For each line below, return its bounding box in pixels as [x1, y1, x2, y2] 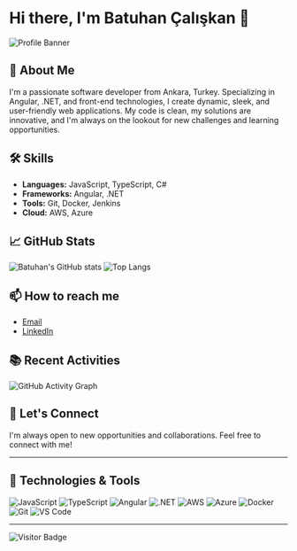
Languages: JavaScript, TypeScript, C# [21, 179, 167, 190]
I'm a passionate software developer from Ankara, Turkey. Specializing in [9, 86, 276, 97]
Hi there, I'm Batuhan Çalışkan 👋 [9, 8, 250, 28]
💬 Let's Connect [9, 407, 99, 422]
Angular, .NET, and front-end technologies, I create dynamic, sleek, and [9, 96, 270, 106]
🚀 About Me [9, 63, 75, 78]
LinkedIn [21, 326, 54, 337]
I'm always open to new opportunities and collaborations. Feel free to [9, 430, 262, 440]
